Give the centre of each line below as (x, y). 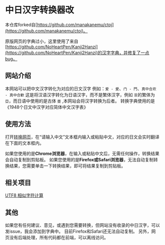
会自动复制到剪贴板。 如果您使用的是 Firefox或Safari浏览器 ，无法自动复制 (79, 159)
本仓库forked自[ (21, 25)
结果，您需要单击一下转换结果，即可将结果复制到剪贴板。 (67, 166)
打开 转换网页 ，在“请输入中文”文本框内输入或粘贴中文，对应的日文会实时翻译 (82, 137)
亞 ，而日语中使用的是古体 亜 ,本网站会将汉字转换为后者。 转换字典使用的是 (80, 101)
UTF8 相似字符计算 (24, 195)
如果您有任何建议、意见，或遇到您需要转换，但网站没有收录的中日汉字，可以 (82, 225)
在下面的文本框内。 (25, 143)
